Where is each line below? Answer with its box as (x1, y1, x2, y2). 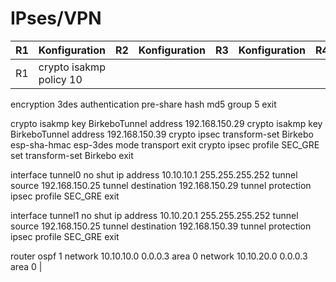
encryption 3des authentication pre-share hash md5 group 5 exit (10, 98, 277, 110)
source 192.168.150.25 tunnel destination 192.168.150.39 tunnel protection (10, 220, 312, 232)
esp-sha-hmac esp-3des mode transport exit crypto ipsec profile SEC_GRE (10, 138, 320, 151)
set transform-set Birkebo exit (10, 149, 134, 161)
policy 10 (38, 72, 83, 86)
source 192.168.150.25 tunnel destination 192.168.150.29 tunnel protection (10, 179, 312, 191)
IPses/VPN (10, 7, 102, 30)
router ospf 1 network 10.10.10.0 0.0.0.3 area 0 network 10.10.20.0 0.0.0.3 (10, 250, 308, 262)
